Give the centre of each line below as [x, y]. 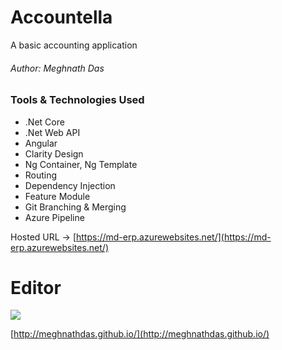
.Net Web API [52, 132]
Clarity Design [54, 153]
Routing [41, 175]
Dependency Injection [70, 185]
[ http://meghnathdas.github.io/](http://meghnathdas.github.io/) [140, 334]
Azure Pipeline [54, 217]
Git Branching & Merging [75, 207]
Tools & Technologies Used [77, 100]
